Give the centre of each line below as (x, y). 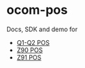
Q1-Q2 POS (33, 42)
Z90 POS (30, 50)
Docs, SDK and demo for (42, 29)
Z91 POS (29, 57)
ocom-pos (37, 10)
